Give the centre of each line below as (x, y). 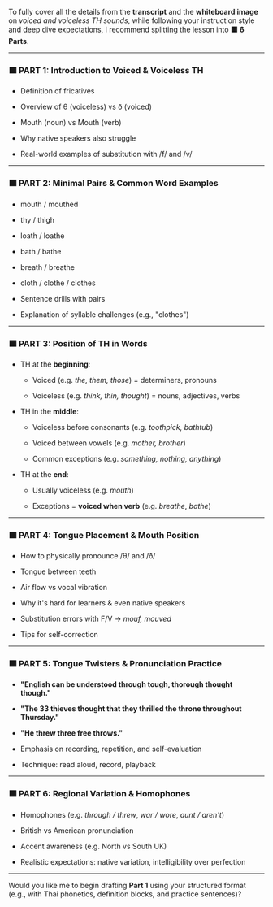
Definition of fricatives (57, 91)
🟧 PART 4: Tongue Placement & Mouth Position (104, 535)
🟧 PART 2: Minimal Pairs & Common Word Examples (113, 184)
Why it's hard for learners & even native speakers (103, 603)
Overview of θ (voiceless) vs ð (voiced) (86, 107)
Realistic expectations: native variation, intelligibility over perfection (133, 861)
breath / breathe (48, 267)
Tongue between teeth (58, 571)
